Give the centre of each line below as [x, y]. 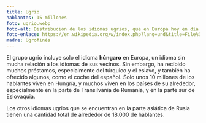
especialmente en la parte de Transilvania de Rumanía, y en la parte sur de [101, 90]
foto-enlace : [23, 35]
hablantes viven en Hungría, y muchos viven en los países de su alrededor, [101, 83]
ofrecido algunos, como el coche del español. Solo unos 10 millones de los [101, 77]
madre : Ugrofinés [29, 40]
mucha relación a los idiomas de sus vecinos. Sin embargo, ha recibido [96, 64]
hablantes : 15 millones [37, 18]
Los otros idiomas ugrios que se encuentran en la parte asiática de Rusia [98, 108]
